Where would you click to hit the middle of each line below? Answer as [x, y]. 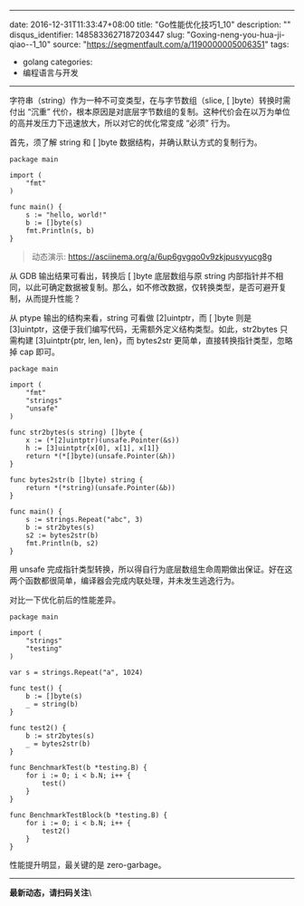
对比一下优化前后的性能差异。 [65, 600]
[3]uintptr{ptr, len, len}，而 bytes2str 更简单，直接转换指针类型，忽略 [164, 340]
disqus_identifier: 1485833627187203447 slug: [97, 34]
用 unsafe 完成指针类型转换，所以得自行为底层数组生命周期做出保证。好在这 [151, 569]
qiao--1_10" [30, 44]
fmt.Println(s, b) [60, 231]
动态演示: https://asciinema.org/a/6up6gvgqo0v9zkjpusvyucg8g [152, 256]
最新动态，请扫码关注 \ [51, 892]
